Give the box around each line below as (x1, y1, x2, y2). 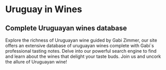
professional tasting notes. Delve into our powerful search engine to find (5, 48, 157, 54)
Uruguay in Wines (5, 4, 82, 15)
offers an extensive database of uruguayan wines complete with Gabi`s (5, 43, 154, 49)
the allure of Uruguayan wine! (5, 59, 68, 64)
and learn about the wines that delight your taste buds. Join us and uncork (5, 53, 161, 59)
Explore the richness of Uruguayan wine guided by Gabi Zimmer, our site (5, 37, 157, 43)
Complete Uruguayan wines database (5, 24, 127, 32)
